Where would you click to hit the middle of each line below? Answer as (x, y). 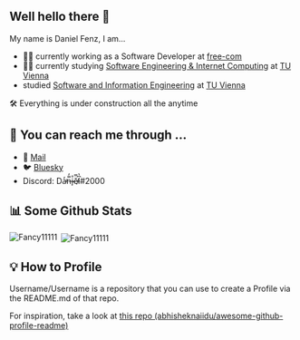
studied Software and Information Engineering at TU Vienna (134, 85)
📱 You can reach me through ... (98, 136)
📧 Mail (34, 157)
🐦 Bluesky (43, 167)
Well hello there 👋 (60, 17)
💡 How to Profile (56, 267)
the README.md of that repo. (64, 298)
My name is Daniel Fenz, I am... (68, 38)
